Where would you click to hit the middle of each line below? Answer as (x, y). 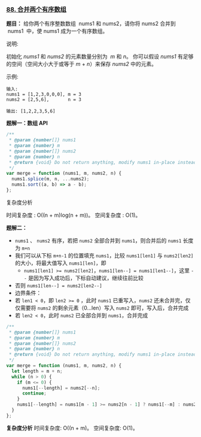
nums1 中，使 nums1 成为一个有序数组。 (58, 31)
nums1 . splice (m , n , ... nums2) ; (51, 179)
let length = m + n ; (37, 371)
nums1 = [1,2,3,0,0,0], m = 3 (44, 95)
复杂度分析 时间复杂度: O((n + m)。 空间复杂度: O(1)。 (72, 428)
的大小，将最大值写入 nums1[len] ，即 (60, 263)
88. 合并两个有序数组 (36, 9)
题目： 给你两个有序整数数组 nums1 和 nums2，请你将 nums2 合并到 (91, 24)
